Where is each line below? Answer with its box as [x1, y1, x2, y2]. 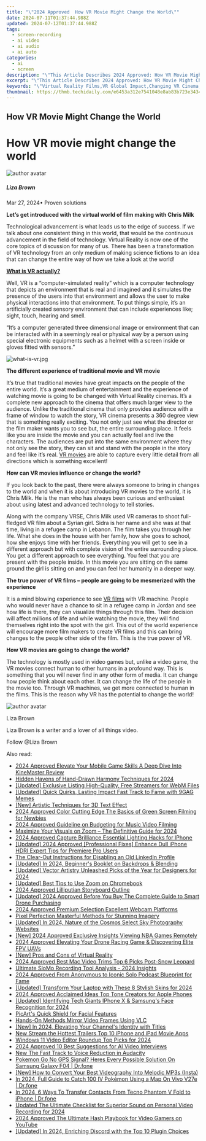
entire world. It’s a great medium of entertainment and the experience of [6, 386, 189, 393]
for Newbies [15, 814, 47, 822]
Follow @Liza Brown [6, 738, 58, 746]
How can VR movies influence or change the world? [6, 469, 141, 477]
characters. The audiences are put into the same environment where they [6, 438, 192, 445]
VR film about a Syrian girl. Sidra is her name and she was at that [27, 520, 191, 527]
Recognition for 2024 [15, 1003, 69, 1011]
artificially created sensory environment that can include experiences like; [6, 305, 193, 313]
